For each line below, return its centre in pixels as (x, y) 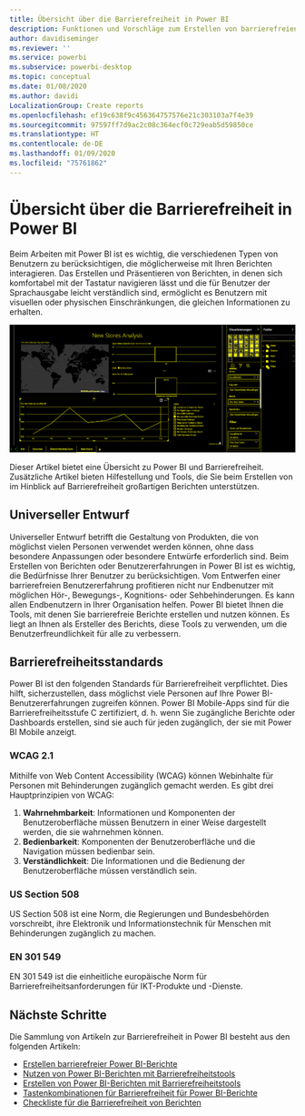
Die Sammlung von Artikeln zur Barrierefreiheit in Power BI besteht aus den (150, 1037)
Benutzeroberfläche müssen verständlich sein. (110, 870)
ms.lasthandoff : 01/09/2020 (63, 154)
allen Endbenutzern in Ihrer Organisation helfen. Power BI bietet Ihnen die (147, 604)
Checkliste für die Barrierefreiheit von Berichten (112, 1103)
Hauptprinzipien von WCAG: (62, 795)
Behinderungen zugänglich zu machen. (83, 933)
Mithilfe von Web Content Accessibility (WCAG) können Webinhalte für (142, 775)
